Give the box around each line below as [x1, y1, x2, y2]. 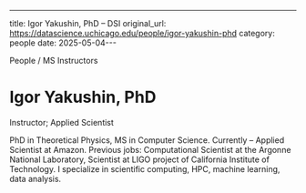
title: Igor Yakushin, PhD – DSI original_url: [9, 18, 167, 28]
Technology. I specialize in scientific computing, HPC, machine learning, [9, 163, 280, 174]
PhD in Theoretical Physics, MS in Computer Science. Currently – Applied [9, 134, 285, 146]
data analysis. [9, 173, 62, 184]
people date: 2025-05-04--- [9, 37, 117, 48]
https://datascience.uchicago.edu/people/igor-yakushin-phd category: [9, 28, 275, 38]
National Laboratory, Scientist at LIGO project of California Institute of [9, 154, 270, 165]
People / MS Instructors [9, 56, 98, 66]
